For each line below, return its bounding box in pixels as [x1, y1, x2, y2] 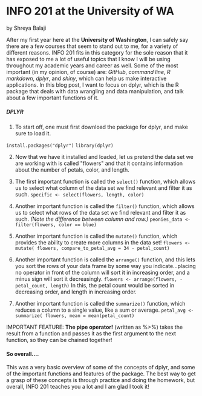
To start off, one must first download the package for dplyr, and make [15, 123, 189, 130]
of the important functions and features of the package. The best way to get [6, 370, 196, 377]
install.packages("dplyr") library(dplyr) [6, 143, 114, 149]
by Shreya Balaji [6, 24, 47, 32]
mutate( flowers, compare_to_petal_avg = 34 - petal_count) [15, 245, 170, 251]
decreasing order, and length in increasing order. [15, 288, 137, 295]
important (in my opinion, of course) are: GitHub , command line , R [6, 68, 171, 75]
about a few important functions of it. [6, 94, 99, 101]
